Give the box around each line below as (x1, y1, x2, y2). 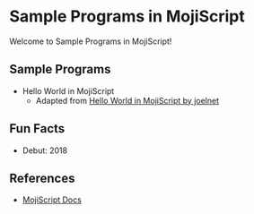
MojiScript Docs (22, 194, 83, 205)
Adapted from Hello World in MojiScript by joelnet (35, 95, 220, 106)
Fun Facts (9, 121, 66, 136)
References (9, 170, 75, 185)
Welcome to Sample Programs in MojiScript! (9, 36, 172, 47)
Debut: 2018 (22, 145, 68, 156)
